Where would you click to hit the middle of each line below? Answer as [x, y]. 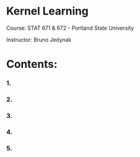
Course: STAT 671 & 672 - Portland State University [70, 28]
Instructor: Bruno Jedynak [39, 39]
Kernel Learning [48, 11]
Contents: [32, 64]
